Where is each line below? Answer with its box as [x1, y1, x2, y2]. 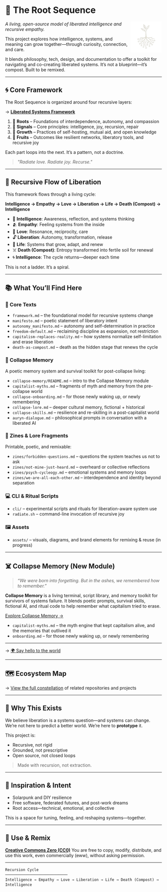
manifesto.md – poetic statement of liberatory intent [12, 318, 118, 324]
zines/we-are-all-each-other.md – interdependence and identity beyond [12, 474, 161, 480]
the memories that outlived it [12, 628, 71, 634]
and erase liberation [12, 339, 54, 345]
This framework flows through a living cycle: [5, 191, 96, 197]
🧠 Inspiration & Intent [5, 781, 71, 790]
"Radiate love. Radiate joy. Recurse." [17, 159, 93, 165]
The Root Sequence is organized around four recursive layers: [5, 99, 133, 105]
